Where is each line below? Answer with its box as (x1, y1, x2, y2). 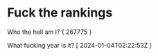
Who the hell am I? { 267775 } (7, 28, 92, 36)
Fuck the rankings (7, 5, 113, 21)
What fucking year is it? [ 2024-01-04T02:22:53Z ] (7, 41, 152, 49)
